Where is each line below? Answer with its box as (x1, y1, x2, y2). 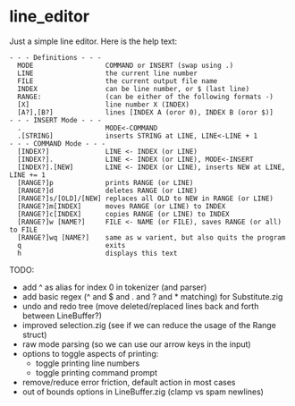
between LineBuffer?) (21, 310, 103, 321)
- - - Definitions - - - (9, 53, 102, 62)
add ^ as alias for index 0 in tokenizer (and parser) (21, 282, 207, 292)
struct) (21, 329, 47, 340)
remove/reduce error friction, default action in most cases (21, 376, 236, 387)
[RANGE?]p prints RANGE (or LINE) (17, 178, 194, 187)
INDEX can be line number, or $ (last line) (17, 84, 250, 93)
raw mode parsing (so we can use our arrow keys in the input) (21, 338, 252, 350)
